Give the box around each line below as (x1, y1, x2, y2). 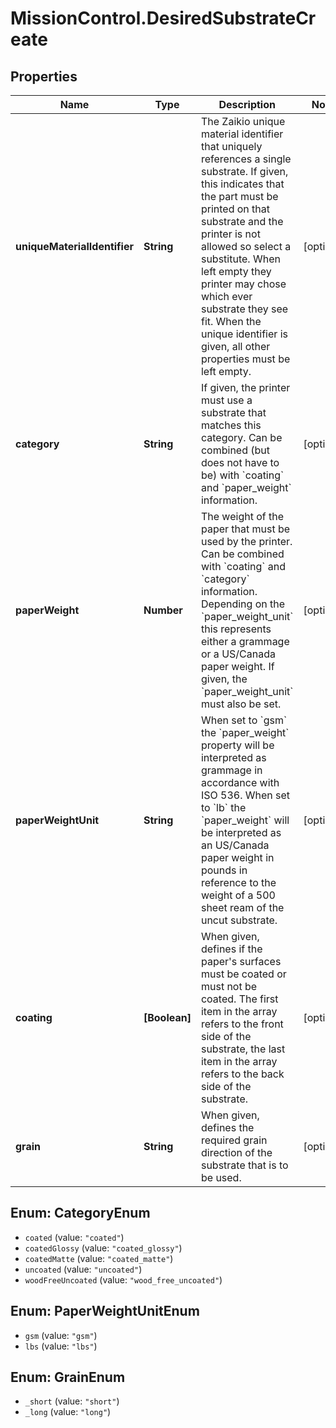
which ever (200, 290, 253, 303)
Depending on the (200, 597, 286, 611)
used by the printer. (200, 535, 293, 548)
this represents (200, 622, 272, 636)
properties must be (200, 352, 291, 366)
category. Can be (200, 431, 283, 444)
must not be (200, 980, 258, 993)
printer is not (200, 227, 261, 241)
